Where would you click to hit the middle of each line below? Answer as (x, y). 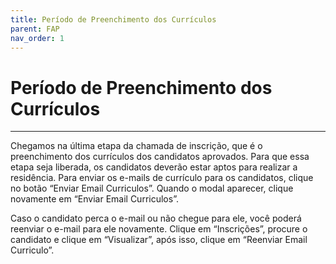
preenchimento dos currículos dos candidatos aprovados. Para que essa (160, 157)
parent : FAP (35, 29)
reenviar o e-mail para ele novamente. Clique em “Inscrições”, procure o (159, 229)
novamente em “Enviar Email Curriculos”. (94, 199)
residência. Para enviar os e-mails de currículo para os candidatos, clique (162, 178)
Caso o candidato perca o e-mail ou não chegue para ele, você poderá (156, 218)
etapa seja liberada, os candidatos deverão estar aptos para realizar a (154, 167)
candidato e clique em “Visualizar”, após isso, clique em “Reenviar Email (159, 240)
